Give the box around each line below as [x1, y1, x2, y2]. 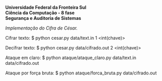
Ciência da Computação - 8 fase [5, 10, 75, 16]
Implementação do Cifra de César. [5, 25, 78, 31]
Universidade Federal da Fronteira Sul [5, 5, 86, 10]
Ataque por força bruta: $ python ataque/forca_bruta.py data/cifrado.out [5, 70, 157, 76]
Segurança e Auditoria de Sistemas [5, 15, 81, 21]
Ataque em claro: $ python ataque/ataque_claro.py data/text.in [5, 55, 137, 61]
